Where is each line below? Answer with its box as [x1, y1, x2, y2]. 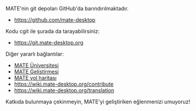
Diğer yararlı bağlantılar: [5, 51, 64, 58]
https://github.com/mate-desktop [14, 16, 96, 23]
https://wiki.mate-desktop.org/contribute [14, 80, 114, 88]
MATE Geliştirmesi [14, 68, 59, 75]
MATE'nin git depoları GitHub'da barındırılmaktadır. [5, 5, 129, 12]
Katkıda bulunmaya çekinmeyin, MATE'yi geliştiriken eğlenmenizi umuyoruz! [5, 98, 190, 105]
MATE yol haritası [14, 75, 57, 81]
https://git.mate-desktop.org [14, 39, 84, 46]
